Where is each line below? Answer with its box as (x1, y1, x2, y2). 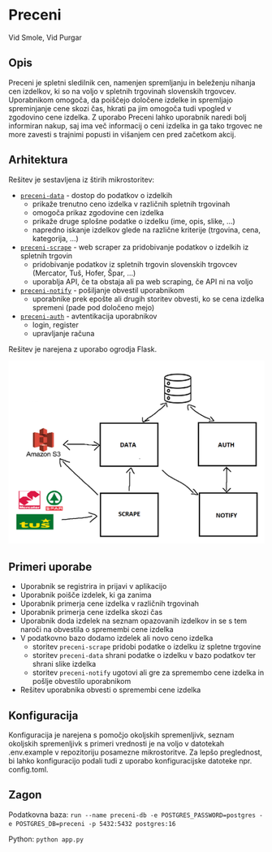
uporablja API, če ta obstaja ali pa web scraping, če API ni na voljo (32, 276, 253, 286)
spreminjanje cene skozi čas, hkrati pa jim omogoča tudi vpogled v (8, 103, 231, 113)
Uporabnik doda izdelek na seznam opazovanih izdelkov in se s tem (19, 616, 248, 626)
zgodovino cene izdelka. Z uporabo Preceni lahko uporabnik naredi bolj (8, 112, 247, 122)
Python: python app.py (8, 834, 84, 844)
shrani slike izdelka (32, 660, 97, 669)
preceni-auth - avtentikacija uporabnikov (19, 311, 158, 321)
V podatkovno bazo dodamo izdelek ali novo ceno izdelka (19, 634, 214, 643)
